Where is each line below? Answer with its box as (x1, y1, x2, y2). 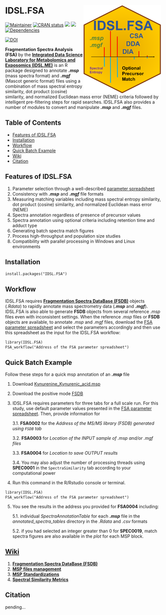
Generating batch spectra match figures (12, 228, 94, 234)
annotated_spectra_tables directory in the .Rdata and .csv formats (12, 518, 148, 524)
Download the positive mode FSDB (12, 391, 83, 396)
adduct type (12, 222, 38, 228)
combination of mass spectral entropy (5, 83, 83, 89)
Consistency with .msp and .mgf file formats (12, 191, 104, 197)
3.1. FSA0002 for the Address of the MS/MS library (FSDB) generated (12, 420, 155, 426)
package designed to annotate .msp (5, 67, 79, 73)
